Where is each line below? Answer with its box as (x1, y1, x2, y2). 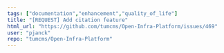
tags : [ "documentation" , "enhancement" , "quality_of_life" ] (7, 10, 178, 17)
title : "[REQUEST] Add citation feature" (7, 17, 129, 23)
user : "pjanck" (7, 29, 51, 36)
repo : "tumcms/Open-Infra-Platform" (7, 36, 113, 43)
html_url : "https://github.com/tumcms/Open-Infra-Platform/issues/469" (7, 23, 218, 30)
